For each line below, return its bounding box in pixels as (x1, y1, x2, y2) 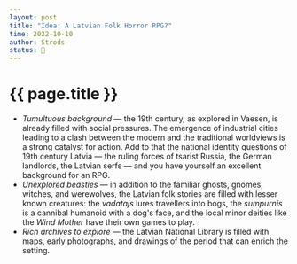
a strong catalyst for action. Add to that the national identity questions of (21, 142, 288, 152)
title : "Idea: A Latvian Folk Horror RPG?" (9, 21, 173, 30)
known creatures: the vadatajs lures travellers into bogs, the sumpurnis (21, 198, 283, 209)
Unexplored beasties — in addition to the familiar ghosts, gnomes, (21, 179, 263, 190)
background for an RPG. (21, 170, 111, 181)
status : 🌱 (9, 46, 46, 55)
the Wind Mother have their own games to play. (21, 217, 195, 228)
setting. (21, 245, 51, 256)
